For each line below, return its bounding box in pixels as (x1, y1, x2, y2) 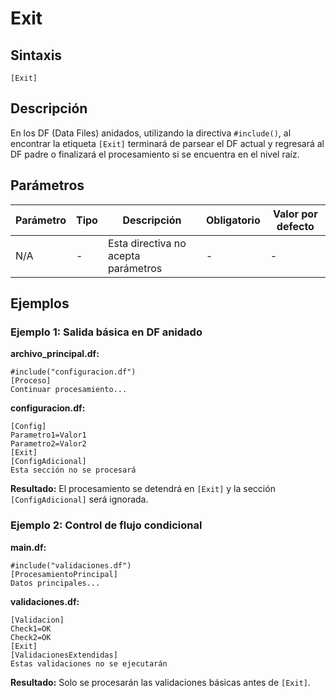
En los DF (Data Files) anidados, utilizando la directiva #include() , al (10, 127, 292, 139)
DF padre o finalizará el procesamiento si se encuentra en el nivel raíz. (10, 148, 300, 160)
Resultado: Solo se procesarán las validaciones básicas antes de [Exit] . (10, 676, 312, 688)
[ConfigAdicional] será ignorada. (10, 493, 149, 506)
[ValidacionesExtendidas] (10, 650, 118, 660)
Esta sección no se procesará (10, 465, 137, 476)
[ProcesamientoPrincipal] (10, 569, 118, 579)
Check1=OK (10, 623, 52, 634)
